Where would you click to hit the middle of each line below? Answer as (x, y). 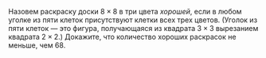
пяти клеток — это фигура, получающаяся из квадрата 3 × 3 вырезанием (133, 28)
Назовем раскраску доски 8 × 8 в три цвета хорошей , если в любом (125, 12)
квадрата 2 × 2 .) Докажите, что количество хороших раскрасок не (122, 37)
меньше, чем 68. (37, 45)
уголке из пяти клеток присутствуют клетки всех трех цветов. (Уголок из (133, 20)
